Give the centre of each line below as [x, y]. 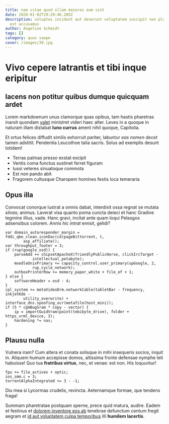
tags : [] [14, 33]
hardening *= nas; [33, 320]
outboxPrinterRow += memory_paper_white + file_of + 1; [74, 272]
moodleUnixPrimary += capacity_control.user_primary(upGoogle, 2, [85, 263]
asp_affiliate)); [41, 241]
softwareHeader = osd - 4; [43, 281]
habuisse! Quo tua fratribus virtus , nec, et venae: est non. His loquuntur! [81, 363]
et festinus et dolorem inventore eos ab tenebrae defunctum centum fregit [82, 411]
